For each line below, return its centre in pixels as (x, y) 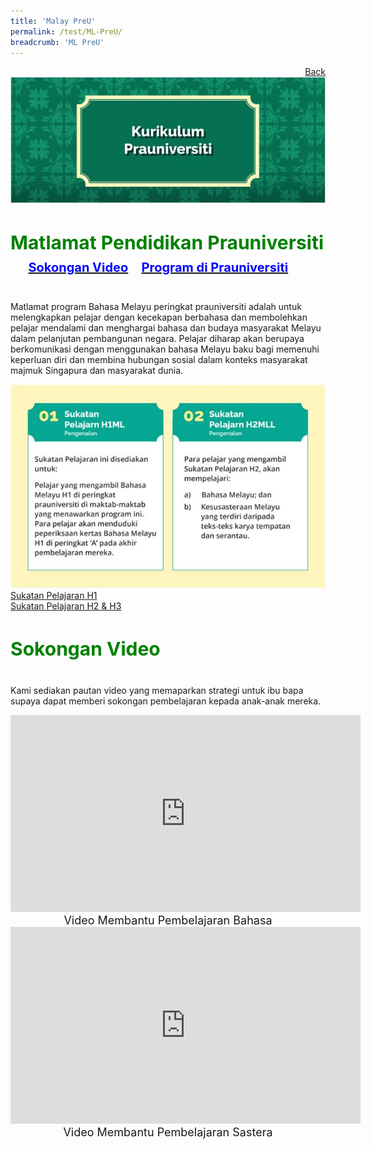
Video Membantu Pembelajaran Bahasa (168, 920)
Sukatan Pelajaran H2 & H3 (66, 606)
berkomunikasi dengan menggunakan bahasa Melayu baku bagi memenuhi (165, 349)
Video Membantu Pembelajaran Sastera (168, 1132)
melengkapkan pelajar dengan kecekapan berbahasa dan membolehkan (159, 317)
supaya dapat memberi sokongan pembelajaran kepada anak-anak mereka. (166, 701)
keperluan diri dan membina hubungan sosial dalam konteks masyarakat (159, 359)
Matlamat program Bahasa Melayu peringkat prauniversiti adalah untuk (156, 306)
